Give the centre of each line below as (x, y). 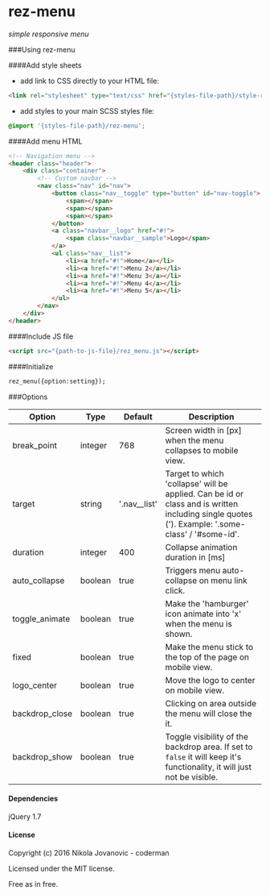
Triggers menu (193, 570)
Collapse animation (201, 547)
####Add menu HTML (45, 141)
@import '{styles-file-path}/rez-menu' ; (77, 126)
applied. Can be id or (204, 493)
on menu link (223, 581)
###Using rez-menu (42, 49)
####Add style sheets (45, 65)
